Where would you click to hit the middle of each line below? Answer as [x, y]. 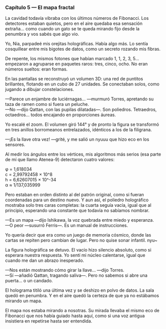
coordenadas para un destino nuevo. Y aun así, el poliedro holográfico [77, 200]
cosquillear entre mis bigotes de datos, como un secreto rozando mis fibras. [83, 49]
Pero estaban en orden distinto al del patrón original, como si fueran [75, 195]
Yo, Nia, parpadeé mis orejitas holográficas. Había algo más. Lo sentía [77, 44]
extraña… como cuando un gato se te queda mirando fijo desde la [72, 29]
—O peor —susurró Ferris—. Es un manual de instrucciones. [67, 226]
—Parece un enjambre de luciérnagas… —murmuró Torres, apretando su [79, 99]
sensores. [15, 145]
